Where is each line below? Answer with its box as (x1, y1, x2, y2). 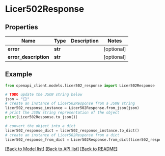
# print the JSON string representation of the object (5, 110, 120, 115)
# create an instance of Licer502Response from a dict (5, 133, 120, 137)
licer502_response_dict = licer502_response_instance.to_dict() (5, 128, 139, 133)
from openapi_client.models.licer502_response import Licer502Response (5, 83, 155, 88)
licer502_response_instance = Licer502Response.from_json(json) (5, 106, 139, 111)
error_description (7, 54, 50, 60)
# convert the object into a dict (5, 123, 76, 128)
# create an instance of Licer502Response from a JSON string (5, 101, 135, 106)
